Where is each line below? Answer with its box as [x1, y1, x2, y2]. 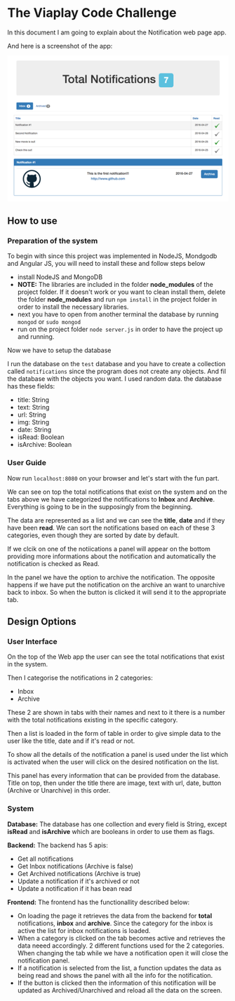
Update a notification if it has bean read [17, 884, 132, 892]
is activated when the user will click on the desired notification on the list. [7, 758, 220, 766]
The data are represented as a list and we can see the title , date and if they [7, 516, 225, 524]
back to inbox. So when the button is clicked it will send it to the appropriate [7, 588, 227, 596]
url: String [17, 410, 47, 419]
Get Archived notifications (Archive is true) [17, 869, 141, 878]
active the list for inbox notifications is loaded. [17, 926, 151, 934]
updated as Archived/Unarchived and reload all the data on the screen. [17, 986, 222, 994]
